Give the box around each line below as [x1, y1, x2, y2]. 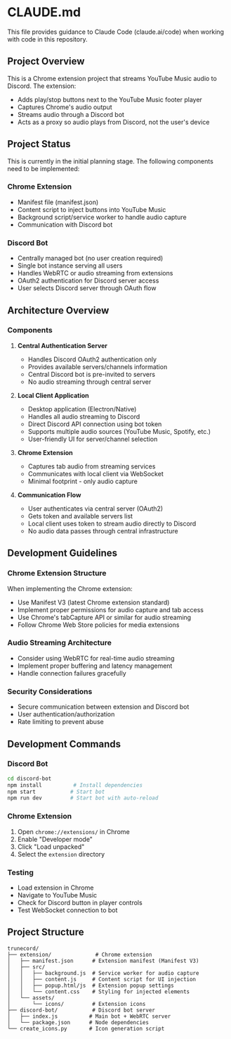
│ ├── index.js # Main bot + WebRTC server [7, 1012, 171, 1020]
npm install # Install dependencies [7, 781, 143, 789]
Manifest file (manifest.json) [17, 198, 99, 206]
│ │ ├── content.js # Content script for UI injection [7, 976, 197, 983]
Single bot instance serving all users [17, 261, 123, 270]
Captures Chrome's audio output [17, 103, 112, 111]
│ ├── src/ [7, 963, 46, 971]
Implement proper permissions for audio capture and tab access [17, 605, 204, 614]
